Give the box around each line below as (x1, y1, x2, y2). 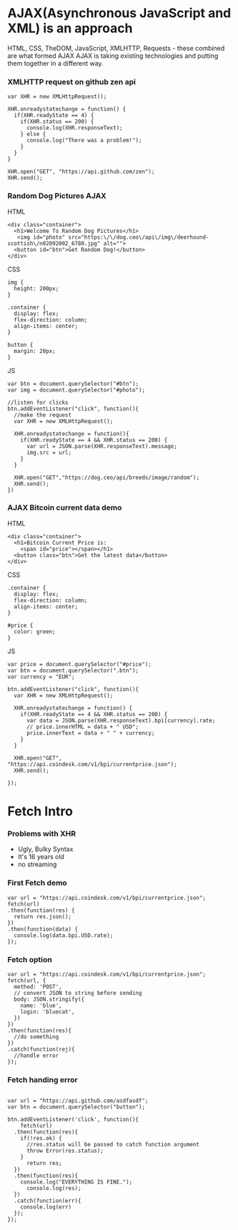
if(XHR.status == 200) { (20, 118, 94, 126)
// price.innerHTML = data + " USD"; (26, 723, 139, 730)
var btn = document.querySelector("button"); (7, 1103, 145, 1111)
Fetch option (7, 954, 52, 964)
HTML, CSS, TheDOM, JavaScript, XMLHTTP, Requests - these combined (7, 44, 225, 52)
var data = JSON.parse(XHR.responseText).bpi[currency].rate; (26, 717, 216, 724)
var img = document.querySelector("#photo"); (7, 386, 145, 394)
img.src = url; (26, 449, 72, 456)
